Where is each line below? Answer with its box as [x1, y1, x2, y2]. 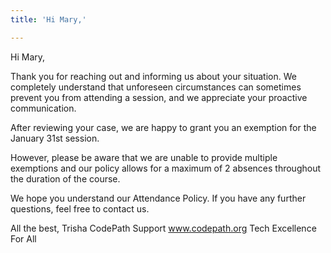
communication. [10, 102, 77, 114]
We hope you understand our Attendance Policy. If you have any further [10, 192, 307, 204]
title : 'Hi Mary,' [10, 14, 87, 25]
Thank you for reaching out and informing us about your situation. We [10, 70, 297, 82]
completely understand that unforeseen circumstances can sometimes [10, 81, 302, 93]
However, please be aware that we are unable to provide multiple [10, 151, 278, 163]
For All [10, 232, 37, 245]
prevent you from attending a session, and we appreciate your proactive [10, 91, 308, 103]
